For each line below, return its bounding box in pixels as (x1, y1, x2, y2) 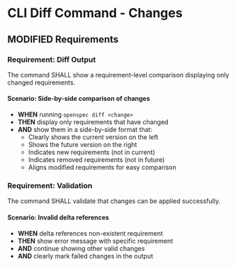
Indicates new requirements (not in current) (28, 148, 156, 157)
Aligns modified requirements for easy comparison (28, 163, 177, 172)
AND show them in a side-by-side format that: (17, 126, 152, 134)
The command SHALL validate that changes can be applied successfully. (7, 197, 221, 205)
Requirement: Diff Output (7, 55, 96, 65)
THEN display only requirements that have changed (17, 118, 169, 126)
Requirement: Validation (7, 181, 93, 190)
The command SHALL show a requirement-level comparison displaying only (7, 70, 230, 79)
